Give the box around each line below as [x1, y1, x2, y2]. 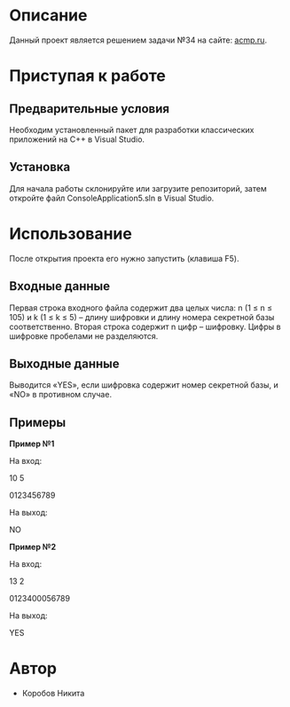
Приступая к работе [9, 66, 166, 86]
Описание [9, 5, 88, 26]
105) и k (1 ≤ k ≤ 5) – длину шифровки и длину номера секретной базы [9, 311, 275, 322]
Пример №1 [9, 438, 55, 449]
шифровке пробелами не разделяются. [9, 330, 159, 342]
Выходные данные [9, 356, 120, 371]
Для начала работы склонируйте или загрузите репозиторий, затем [9, 183, 268, 193]
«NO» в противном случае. [9, 389, 113, 400]
